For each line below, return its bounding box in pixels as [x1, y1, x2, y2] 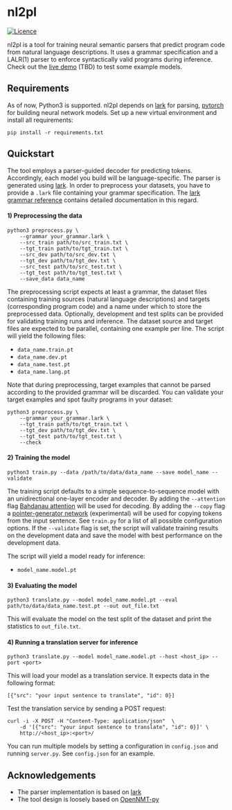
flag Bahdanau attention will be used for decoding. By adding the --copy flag [7, 501, 225, 510]
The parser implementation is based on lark [17, 788, 142, 796]
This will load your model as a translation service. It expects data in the [7, 672, 210, 680]
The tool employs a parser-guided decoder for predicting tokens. [7, 166, 193, 174]
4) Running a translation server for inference [7, 638, 139, 646]
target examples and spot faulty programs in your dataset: [7, 395, 173, 404]
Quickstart [7, 148, 55, 160]
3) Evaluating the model [7, 581, 78, 589]
